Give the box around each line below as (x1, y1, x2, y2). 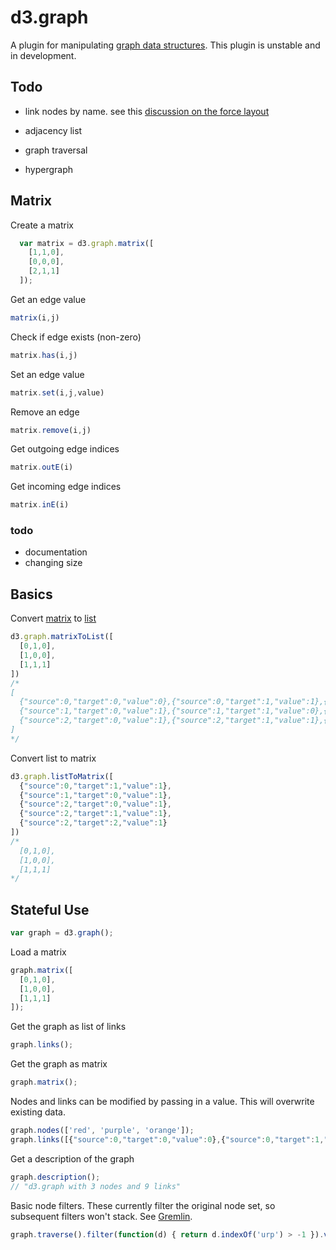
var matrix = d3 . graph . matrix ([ (19, 238, 155, 248)
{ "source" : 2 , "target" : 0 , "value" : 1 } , (19, 799, 172, 810)
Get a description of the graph (10, 1152, 135, 1165)
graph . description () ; (10, 1172, 101, 1182)
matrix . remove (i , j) (10, 425, 92, 435)
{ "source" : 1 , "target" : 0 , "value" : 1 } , (19, 790, 172, 800)
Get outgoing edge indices (10, 443, 120, 455)
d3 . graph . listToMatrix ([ (10, 771, 114, 781)
